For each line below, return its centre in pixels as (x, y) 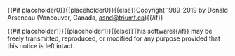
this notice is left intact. (41, 46)
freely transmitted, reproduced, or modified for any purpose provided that (114, 38)
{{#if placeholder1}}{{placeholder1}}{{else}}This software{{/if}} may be (110, 31)
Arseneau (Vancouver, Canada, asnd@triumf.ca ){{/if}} (85, 17)
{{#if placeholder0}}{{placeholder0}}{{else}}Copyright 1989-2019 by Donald (117, 10)
